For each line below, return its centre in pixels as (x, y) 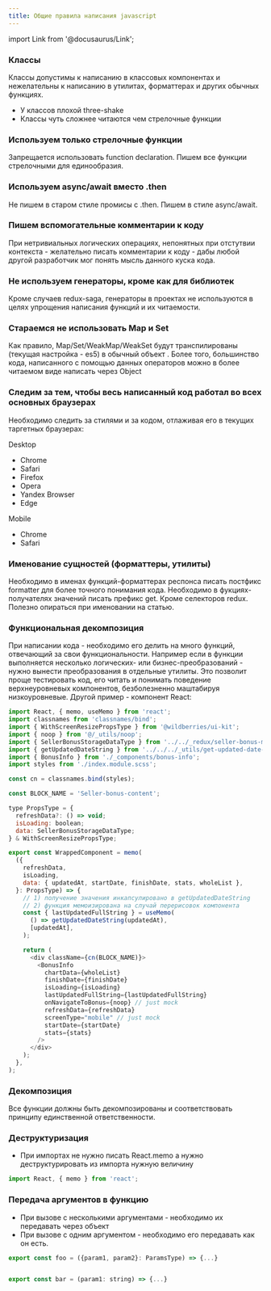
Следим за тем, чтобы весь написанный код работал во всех (135, 393)
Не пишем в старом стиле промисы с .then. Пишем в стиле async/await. (133, 204)
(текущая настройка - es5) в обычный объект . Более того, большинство (134, 354)
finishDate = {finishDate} (86, 980)
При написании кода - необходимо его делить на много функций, (122, 645)
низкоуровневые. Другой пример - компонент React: (100, 697)
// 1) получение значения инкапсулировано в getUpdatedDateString (137, 898)
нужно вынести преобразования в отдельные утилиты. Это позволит (128, 671)
